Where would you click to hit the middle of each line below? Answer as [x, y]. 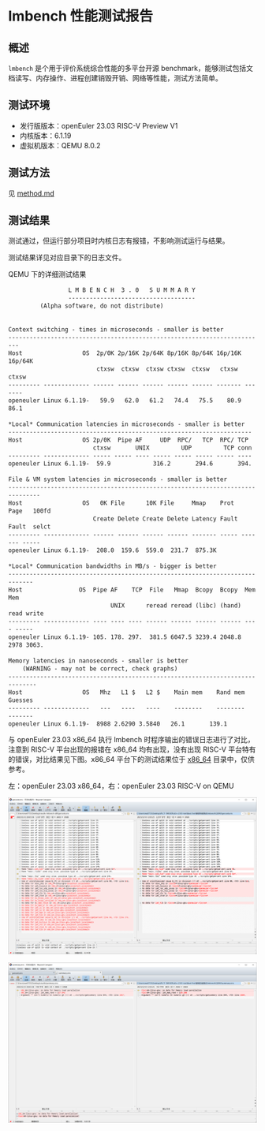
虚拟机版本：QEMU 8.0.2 [60, 145]
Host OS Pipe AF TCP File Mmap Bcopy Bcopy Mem [132, 590]
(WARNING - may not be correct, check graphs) [100, 669]
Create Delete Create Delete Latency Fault [165, 519]
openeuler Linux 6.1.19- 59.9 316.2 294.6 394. [130, 464]
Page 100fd [30, 511]
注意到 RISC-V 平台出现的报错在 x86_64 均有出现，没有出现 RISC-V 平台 [125, 749]
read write [26, 614]
